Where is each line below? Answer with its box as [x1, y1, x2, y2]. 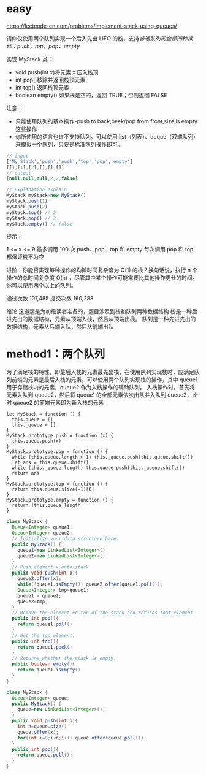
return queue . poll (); [17, 752, 72, 758]
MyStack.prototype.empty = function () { [6, 497, 114, 503]
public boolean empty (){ [12, 661, 75, 667]
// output [6, 170, 32, 176]
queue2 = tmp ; [17, 598, 48, 605]
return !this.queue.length [12, 502, 81, 509]
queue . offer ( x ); [17, 729, 59, 735]
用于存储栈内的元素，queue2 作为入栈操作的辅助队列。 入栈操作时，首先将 [6, 384, 195, 391]
